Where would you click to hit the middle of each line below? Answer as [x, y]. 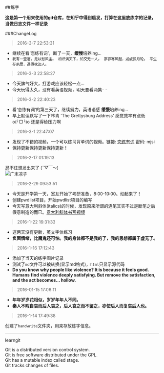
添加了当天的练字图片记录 [38, 258]
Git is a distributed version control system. [48, 350]
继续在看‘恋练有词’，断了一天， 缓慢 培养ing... [57, 53]
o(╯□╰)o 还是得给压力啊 [36, 122]
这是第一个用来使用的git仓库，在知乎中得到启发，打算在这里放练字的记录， [81, 18]
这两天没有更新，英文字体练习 [42, 232]
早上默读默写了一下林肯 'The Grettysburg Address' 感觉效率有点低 [79, 116]
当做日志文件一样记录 [26, 24]
